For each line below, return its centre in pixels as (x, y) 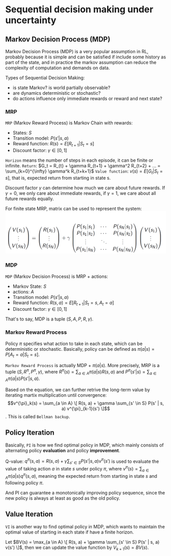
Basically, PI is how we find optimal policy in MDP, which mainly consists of (85, 445)
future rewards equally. (30, 199)
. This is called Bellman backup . (38, 416)
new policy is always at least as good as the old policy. (63, 498)
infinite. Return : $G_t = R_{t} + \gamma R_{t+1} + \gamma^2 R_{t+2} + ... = (83, 166)
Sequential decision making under (79, 9)
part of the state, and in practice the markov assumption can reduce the (81, 62)
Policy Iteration (30, 433)
